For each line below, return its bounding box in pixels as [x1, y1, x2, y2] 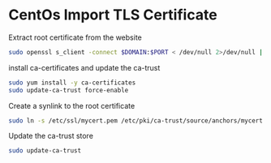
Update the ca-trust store [8, 131, 93, 141]
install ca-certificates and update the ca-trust [8, 62, 161, 72]
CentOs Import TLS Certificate [8, 6, 217, 24]
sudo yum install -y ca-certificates [8, 79, 136, 87]
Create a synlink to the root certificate [8, 101, 135, 110]
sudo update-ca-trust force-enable [8, 86, 129, 94]
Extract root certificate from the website [8, 32, 142, 42]
